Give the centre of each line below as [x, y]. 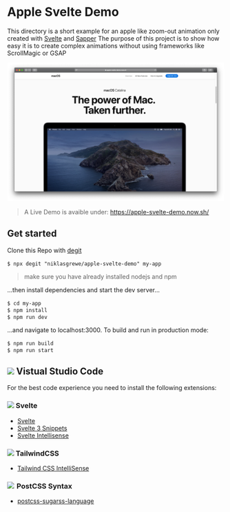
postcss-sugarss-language [55, 501]
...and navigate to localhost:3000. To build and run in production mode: [108, 330]
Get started [32, 234]
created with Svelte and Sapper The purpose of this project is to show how [113, 38]
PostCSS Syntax [44, 486]
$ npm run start [30, 350]
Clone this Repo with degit [44, 250]
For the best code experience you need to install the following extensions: [112, 388]
